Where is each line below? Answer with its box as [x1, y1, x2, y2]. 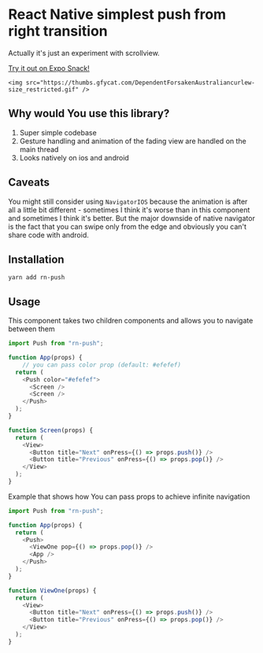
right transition [8, 22, 108, 40]
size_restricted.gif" [8, 85, 80, 94]
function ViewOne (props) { [8, 586, 97, 595]
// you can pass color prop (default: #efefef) [22, 360, 181, 369]
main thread [19, 144, 59, 154]
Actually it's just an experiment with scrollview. [8, 48, 160, 57]
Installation [8, 253, 65, 266]
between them [8, 324, 55, 334]
